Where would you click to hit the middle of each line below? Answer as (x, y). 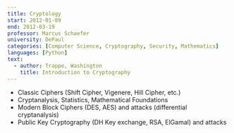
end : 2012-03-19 (31, 27)
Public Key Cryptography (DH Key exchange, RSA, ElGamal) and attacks (122, 122)
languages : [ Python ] (38, 53)
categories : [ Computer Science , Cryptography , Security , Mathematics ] (113, 46)
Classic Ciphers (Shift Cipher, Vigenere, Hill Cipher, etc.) (99, 92)
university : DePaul (36, 40)
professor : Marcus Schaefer (49, 33)
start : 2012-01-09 (34, 20)
